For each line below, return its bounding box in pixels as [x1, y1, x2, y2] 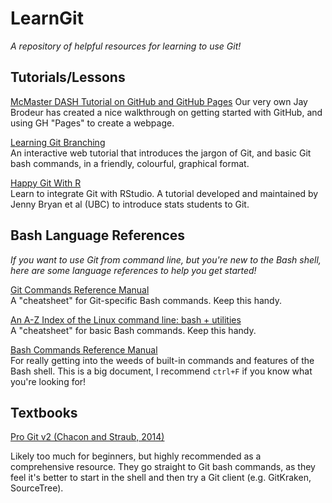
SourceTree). [10, 482, 64, 494]
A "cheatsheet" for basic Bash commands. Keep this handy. [10, 324, 257, 336]
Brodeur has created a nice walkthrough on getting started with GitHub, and [10, 106, 323, 118]
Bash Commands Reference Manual [10, 343, 158, 356]
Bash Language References [10, 227, 186, 244]
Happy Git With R [10, 177, 82, 189]
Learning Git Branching [10, 136, 106, 148]
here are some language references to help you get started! [10, 264, 257, 276]
